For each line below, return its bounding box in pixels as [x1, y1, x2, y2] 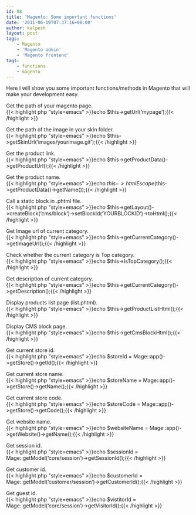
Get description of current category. [6, 275, 93, 282]
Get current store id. [6, 347, 55, 354]
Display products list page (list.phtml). [6, 299, 98, 306]
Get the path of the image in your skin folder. [6, 126, 114, 133]
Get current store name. [6, 371, 64, 378]
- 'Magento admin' [16, 47, 62, 53]
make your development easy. [6, 91, 79, 98]
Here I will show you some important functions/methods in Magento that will [6, 84, 191, 92]
